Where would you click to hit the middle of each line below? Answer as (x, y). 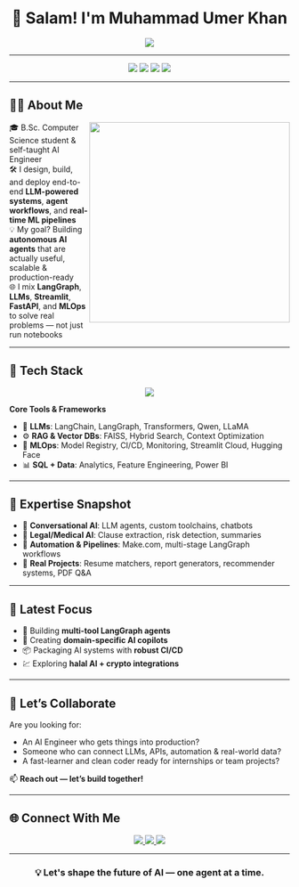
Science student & (43, 140)
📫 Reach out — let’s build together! (77, 779)
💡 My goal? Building (46, 229)
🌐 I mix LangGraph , (45, 286)
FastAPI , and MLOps (48, 305)
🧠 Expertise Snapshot (70, 504)
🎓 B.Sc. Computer (44, 127)
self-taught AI (34, 150)
